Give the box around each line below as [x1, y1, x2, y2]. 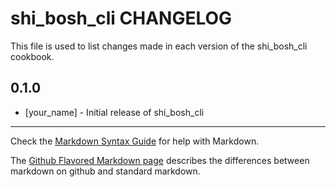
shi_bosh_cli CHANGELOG [10, 7, 233, 30]
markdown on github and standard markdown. [10, 165, 201, 177]
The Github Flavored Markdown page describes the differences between [10, 154, 310, 166]
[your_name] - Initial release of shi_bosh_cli [24, 106, 205, 118]
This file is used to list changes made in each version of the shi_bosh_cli [10, 40, 308, 52]
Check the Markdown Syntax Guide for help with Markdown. [10, 135, 260, 147]
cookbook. [10, 50, 55, 62]
